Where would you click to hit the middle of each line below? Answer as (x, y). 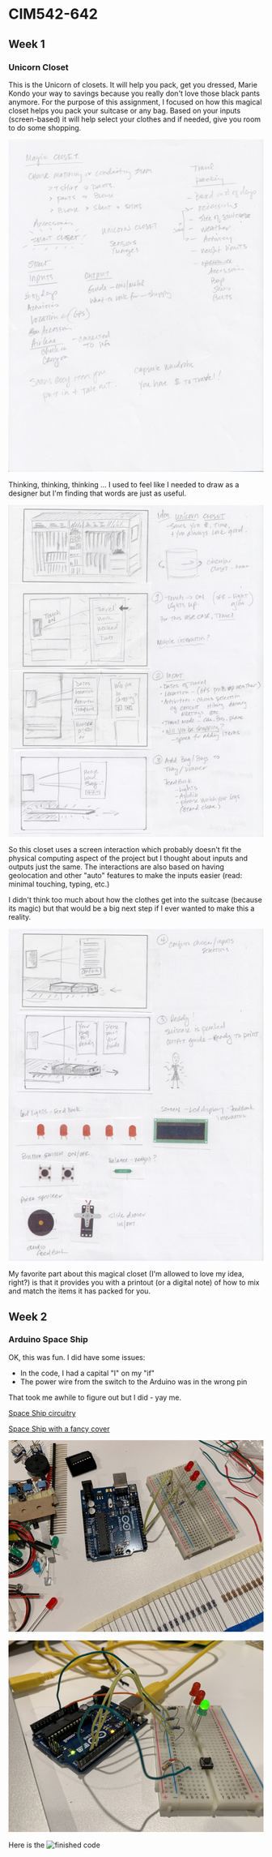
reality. (20, 917)
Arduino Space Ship (49, 1340)
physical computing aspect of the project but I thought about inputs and (128, 858)
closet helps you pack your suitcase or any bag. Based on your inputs (125, 110)
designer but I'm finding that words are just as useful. (98, 493)
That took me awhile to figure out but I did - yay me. (95, 1397)
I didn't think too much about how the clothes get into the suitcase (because (136, 900)
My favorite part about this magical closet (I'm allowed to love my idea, (126, 1274)
